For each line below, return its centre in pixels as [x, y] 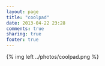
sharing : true [24, 34]
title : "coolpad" [28, 17]
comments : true [25, 28]
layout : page [22, 12]
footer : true [22, 40]
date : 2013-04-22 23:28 [36, 23]
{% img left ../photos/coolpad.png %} [52, 57]
